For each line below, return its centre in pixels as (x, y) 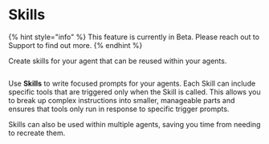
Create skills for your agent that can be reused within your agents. (118, 61)
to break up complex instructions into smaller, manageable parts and (122, 100)
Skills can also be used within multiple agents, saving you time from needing (134, 124)
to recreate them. (37, 133)
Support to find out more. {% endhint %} (75, 45)
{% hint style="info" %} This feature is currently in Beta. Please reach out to (134, 37)
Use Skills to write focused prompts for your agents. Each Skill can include (132, 83)
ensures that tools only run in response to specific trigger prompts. (119, 109)
